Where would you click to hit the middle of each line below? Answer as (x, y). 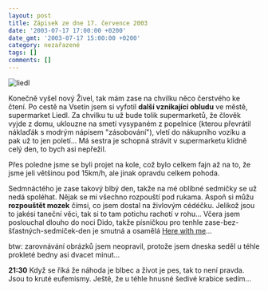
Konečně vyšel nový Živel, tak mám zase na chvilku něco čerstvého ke (124, 98)
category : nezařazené (44, 45)
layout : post (30, 16)
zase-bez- (222, 222)
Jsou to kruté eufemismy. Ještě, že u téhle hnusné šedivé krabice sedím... (130, 278)
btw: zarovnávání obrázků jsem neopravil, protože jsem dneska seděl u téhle (134, 246)
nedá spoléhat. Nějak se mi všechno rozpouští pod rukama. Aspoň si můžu (131, 197)
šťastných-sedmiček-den (50, 230)
